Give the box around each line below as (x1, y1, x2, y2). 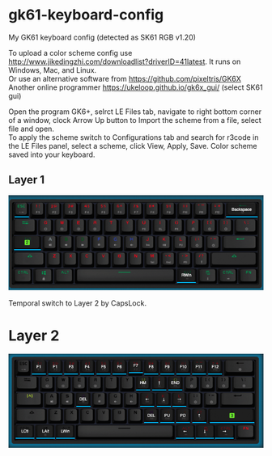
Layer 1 (8, 173, 45, 187)
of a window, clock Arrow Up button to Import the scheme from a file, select (8, 115, 261, 125)
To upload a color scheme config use (8, 48, 133, 57)
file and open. (8, 124, 55, 133)
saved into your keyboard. (8, 150, 96, 159)
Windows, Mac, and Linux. (8, 65, 97, 74)
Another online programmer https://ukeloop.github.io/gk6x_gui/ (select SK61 (8, 82, 263, 92)
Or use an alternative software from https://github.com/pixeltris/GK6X (8, 74, 241, 83)
